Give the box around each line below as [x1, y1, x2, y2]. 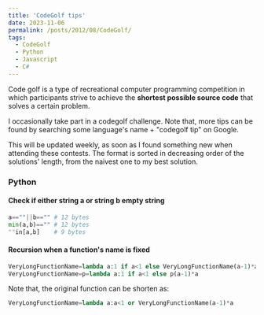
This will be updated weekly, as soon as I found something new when [8, 139, 233, 150]
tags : [8, 33, 26, 42]
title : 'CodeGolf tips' [8, 11, 86, 20]
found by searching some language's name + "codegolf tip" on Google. [8, 124, 240, 134]
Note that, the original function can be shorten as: [8, 284, 170, 294]
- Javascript [15, 56, 58, 64]
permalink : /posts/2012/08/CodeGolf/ [8, 26, 132, 34]
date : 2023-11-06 [8, 19, 65, 27]
